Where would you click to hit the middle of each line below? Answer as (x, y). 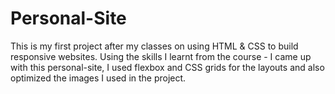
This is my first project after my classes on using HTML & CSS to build (154, 46)
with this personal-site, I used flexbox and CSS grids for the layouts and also (167, 67)
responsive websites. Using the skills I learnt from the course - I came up (161, 56)
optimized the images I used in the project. (98, 78)
